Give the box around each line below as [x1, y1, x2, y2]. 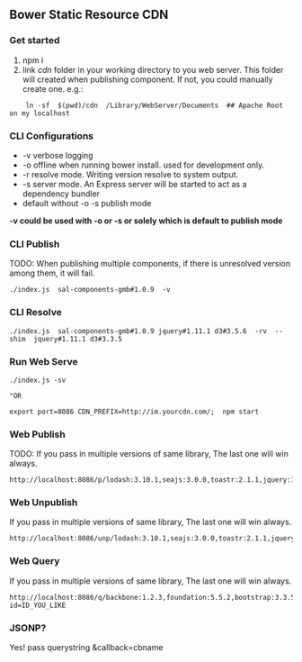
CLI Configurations [9, 130, 94, 142]
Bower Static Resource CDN [9, 7, 169, 23]
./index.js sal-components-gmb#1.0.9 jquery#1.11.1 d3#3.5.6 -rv [9, 326, 268, 336]
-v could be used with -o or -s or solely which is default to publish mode [9, 215, 283, 226]
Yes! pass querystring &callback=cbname [9, 642, 164, 653]
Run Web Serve [9, 355, 78, 367]
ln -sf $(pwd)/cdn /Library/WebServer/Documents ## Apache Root [25, 101, 283, 110]
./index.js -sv [9, 376, 67, 385]
